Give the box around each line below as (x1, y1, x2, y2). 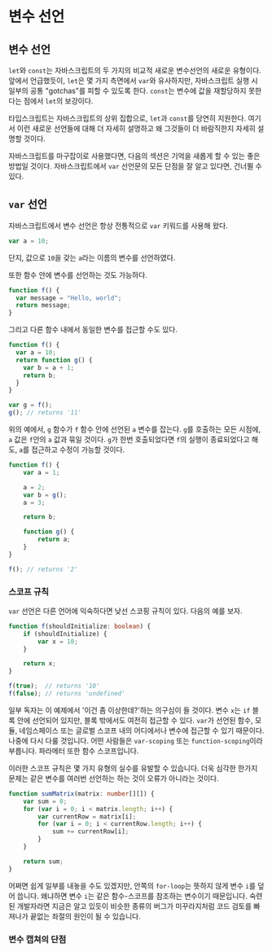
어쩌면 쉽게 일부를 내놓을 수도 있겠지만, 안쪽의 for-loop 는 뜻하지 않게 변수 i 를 (8, 880, 257, 890)
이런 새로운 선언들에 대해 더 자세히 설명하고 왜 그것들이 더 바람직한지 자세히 (16, 124, 257, 133)
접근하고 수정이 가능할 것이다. (31, 445, 125, 454)
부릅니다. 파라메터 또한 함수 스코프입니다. (8, 746, 139, 756)
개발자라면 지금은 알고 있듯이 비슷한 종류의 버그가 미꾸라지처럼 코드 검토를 (16, 901, 252, 910)
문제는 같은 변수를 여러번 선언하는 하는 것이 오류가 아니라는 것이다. (8, 773, 219, 783)
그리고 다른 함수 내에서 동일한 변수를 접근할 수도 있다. (8, 325, 178, 335)
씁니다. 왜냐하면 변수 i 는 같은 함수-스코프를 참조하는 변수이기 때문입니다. (16, 891, 248, 901)
